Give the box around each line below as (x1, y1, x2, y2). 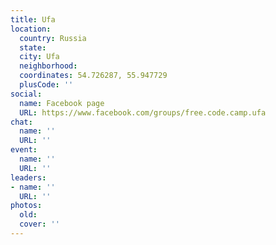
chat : (10, 117, 33, 127)
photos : (10, 201, 43, 211)
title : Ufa (10, 14, 56, 25)
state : (19, 42, 47, 53)
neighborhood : (19, 61, 78, 71)
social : (10, 89, 43, 99)
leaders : (10, 172, 47, 183)
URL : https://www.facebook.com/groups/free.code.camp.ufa (19, 107, 267, 118)
